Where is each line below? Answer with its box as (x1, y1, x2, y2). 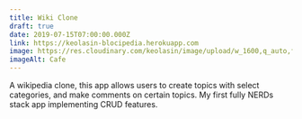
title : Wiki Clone (9, 13, 78, 23)
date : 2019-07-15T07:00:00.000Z (9, 30, 130, 39)
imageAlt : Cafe (9, 55, 67, 64)
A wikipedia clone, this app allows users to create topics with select (9, 80, 260, 90)
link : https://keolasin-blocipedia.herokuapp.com (9, 38, 200, 48)
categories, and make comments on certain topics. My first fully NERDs (9, 89, 274, 100)
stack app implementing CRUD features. (9, 99, 158, 109)
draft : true (9, 22, 54, 31)
